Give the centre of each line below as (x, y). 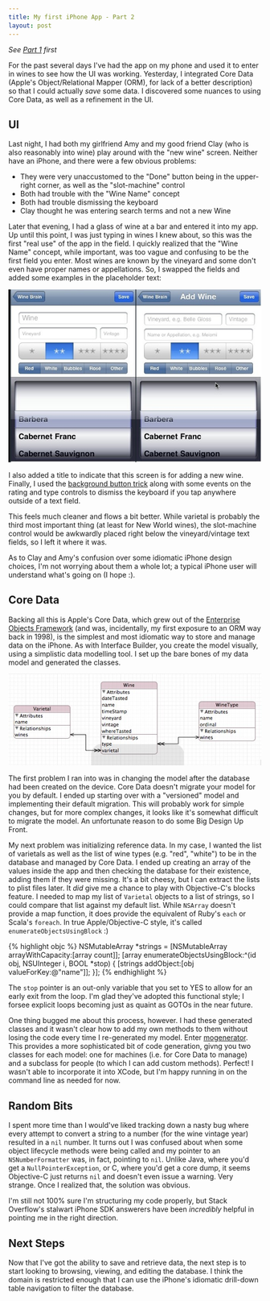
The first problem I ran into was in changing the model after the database (129, 778)
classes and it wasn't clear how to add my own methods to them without (128, 1029)
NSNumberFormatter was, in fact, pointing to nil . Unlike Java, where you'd (129, 1159)
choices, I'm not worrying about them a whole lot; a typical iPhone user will (133, 566)
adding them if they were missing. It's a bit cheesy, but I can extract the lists (134, 880)
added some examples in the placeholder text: (85, 278)
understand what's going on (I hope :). (72, 574)
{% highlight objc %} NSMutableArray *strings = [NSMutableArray (118, 947)
